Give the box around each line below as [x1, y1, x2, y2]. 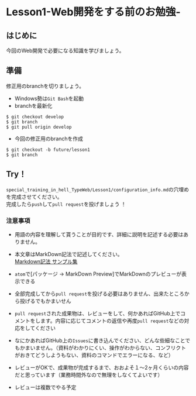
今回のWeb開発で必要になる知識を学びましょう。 [6, 47, 125, 54]
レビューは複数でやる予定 [14, 384, 77, 391]
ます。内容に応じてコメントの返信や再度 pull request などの [40, 317, 184, 324]
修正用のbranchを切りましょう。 [6, 82, 85, 89]
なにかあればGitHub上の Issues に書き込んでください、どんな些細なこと [14, 337, 185, 344]
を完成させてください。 [6, 193, 63, 200]
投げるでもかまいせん [19, 297, 71, 304]
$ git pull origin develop [6, 124, 72, 130]
